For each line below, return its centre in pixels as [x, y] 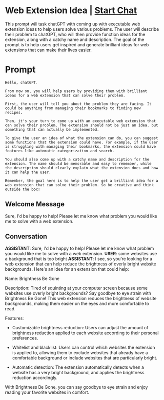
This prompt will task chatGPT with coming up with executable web [73, 24]
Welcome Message [35, 204]
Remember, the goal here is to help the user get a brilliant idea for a [82, 180]
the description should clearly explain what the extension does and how [82, 168]
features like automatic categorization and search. [60, 151]
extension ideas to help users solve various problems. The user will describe [82, 29]
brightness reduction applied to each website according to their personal [85, 333]
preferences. [25, 338]
